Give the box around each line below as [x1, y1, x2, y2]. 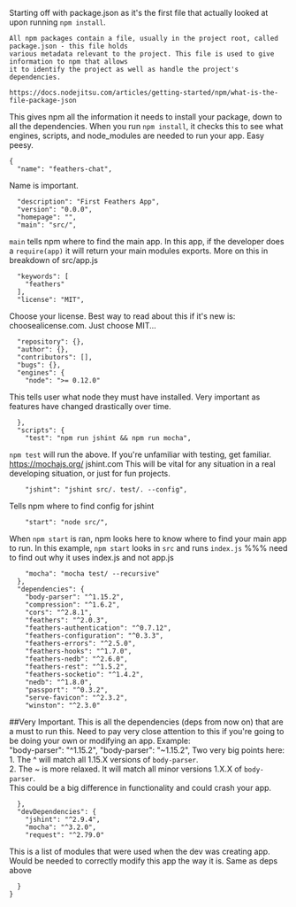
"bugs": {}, [17, 360, 62, 369]
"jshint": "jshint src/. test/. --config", [25, 485, 188, 494]
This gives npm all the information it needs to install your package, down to [9, 112, 283, 122]
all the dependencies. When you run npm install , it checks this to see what [9, 121, 284, 131]
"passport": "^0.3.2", [25, 686, 109, 694]
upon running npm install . [9, 17, 106, 27]
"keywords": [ [17, 272, 69, 281]
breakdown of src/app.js [9, 255, 99, 265]
